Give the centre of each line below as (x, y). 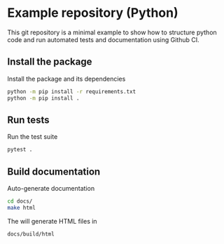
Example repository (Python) (93, 13)
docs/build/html (31, 234)
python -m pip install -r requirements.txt (72, 91)
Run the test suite (33, 137)
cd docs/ (20, 201)
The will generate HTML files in (52, 221)
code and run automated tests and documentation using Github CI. (103, 39)
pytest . (20, 150)
